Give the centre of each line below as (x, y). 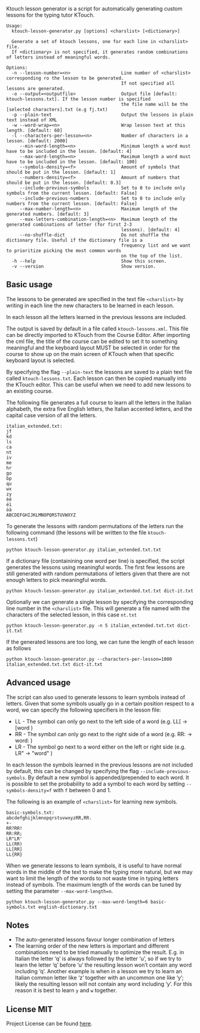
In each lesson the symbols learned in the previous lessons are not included (99, 765)
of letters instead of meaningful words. (59, 57)
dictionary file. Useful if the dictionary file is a (75, 240)
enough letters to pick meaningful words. (57, 580)
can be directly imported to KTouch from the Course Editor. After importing (98, 335)
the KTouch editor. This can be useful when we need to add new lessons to (99, 384)
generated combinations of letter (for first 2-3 (69, 225)
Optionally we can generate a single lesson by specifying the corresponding (100, 602)
